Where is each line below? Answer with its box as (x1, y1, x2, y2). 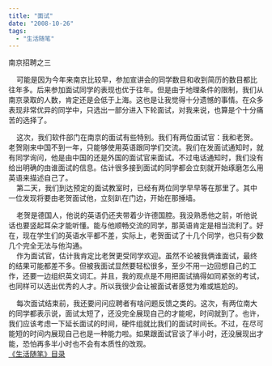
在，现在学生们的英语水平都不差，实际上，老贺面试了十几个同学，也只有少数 (8, 231, 264, 240)
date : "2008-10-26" (8, 19, 74, 28)
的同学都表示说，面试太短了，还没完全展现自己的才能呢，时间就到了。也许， (8, 309, 264, 318)
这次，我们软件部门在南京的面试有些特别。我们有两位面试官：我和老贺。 (15, 133, 257, 143)
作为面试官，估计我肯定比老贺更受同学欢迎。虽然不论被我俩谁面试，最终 (15, 251, 257, 261)
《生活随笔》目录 (8, 349, 66, 359)
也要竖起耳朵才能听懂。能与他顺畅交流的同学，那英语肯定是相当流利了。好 (15, 220, 264, 231)
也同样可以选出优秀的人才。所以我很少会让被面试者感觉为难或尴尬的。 (8, 281, 243, 292)
